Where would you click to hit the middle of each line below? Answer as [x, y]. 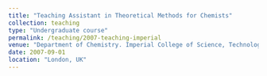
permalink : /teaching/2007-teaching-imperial [85, 38]
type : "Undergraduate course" [58, 30]
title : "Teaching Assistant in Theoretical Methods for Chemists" [120, 15]
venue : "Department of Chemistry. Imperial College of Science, [117, 45]
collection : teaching [44, 23]
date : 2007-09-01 [37, 52]
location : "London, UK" [48, 60]
